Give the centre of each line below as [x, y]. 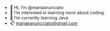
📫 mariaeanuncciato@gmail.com [44, 23]
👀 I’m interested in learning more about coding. [57, 13]
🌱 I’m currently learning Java [39, 18]
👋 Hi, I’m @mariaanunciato [37, 8]
